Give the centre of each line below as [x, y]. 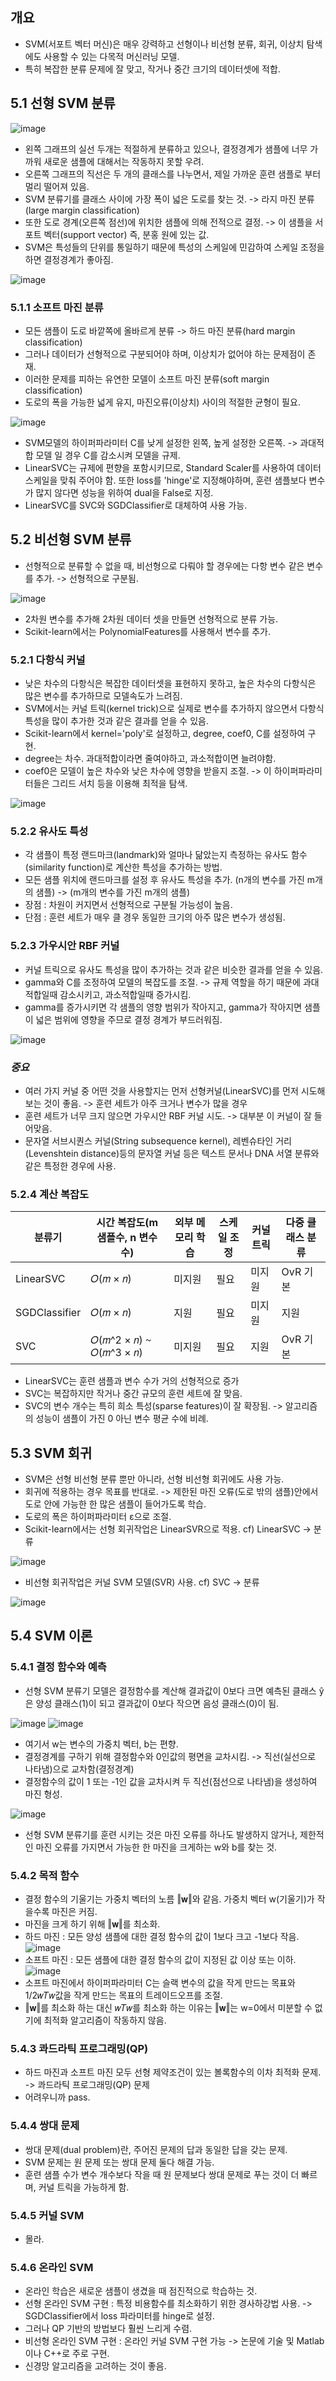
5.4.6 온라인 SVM [52, 2267]
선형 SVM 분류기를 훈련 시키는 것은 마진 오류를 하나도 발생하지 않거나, [161, 1834]
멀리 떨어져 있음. [57, 186]
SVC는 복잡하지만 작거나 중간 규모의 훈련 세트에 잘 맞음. [133, 1394]
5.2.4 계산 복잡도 [50, 1194]
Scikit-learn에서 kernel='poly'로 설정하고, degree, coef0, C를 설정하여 [165, 734]
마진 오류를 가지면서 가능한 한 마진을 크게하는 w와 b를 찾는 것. [156, 1847]
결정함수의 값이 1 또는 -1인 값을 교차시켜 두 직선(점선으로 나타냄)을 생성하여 [171, 1781]
